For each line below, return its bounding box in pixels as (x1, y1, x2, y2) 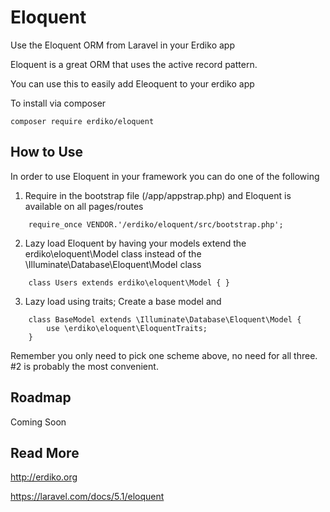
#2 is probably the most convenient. (10, 360, 159, 372)
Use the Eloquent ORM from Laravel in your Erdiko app (10, 39, 235, 51)
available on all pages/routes (24, 200, 144, 212)
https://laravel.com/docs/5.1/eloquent (10, 491, 165, 503)
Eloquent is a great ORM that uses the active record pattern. (10, 58, 258, 70)
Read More (10, 444, 80, 461)
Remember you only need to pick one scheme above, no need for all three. (10, 349, 318, 361)
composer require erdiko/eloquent (10, 116, 155, 126)
